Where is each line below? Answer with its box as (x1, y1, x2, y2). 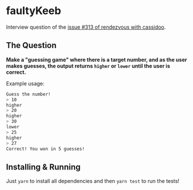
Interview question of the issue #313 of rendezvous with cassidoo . (6, 23, 166, 30)
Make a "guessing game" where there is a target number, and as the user (6, 56, 187, 63)
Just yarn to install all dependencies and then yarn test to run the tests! (6, 178, 180, 185)
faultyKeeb (6, 4, 61, 18)
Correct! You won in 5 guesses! (6, 145, 85, 152)
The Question (6, 40, 57, 50)
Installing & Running (6, 162, 81, 172)
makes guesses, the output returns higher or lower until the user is (6, 62, 171, 69)
